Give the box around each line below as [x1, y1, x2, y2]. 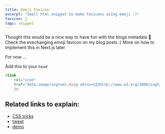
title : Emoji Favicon [5, 7, 50, 12]
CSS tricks [12, 113, 34, 119]
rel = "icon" [14, 78, 36, 83]
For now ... [5, 54, 27, 60]
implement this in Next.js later [5, 45, 65, 50]
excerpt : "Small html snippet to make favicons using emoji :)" [5, 12, 139, 17]
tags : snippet [5, 21, 34, 26]
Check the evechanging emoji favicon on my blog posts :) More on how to [5, 40, 155, 45]
